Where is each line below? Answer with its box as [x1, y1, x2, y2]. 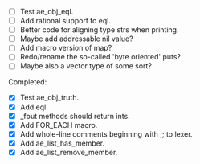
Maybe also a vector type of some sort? [19, 61, 153, 71]
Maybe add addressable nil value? [19, 34, 134, 43]
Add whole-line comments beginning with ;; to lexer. [19, 129, 193, 139]
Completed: [8, 77, 47, 87]
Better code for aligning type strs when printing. [19, 25, 179, 35]
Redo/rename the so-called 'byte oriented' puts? [19, 52, 181, 62]
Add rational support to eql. [19, 16, 111, 26]
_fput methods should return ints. [19, 111, 130, 121]
